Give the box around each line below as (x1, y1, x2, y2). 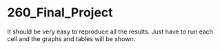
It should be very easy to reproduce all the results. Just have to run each (7, 27, 214, 36)
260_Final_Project (7, 5, 113, 21)
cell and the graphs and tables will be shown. (7, 34, 136, 42)
